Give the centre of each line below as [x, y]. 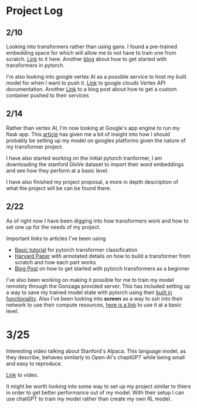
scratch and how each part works [55, 262]
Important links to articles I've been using [56, 238]
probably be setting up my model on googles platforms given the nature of [96, 140]
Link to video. [23, 375]
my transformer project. [35, 146]
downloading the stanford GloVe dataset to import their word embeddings [95, 164]
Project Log [35, 11]
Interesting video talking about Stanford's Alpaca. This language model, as [96, 351]
